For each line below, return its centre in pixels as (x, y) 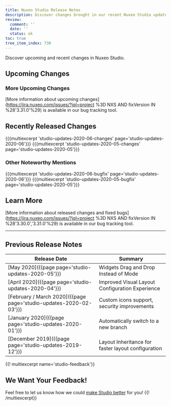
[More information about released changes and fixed (61, 213)
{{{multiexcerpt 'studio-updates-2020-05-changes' (87, 144)
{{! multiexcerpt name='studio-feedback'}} (50, 364)
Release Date (51, 259)
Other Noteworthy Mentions (41, 163)
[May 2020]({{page (31, 267)
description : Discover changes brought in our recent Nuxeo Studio (78, 15)
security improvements (126, 307)
